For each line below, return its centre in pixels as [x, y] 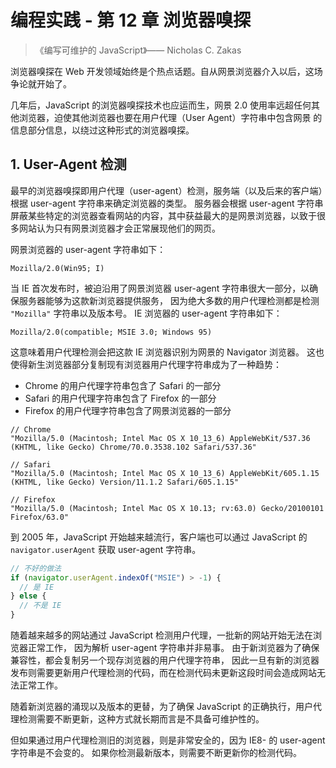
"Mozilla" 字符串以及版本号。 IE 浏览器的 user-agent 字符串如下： [146, 313]
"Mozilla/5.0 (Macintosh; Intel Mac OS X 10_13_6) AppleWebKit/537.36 [160, 438]
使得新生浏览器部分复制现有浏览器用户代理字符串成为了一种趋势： [146, 364]
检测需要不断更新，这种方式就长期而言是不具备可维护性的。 [141, 719]
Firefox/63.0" [40, 517]
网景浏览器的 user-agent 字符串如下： [88, 249]
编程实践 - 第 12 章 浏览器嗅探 [130, 20]
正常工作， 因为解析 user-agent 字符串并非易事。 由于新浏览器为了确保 [173, 647]
